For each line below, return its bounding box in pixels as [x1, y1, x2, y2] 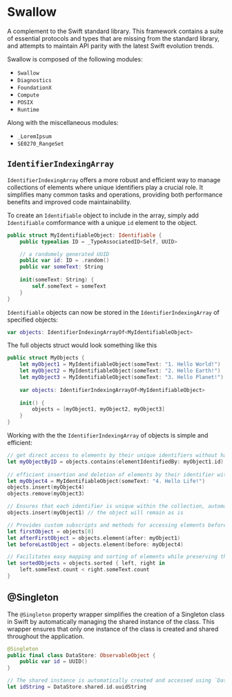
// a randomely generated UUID [19, 251, 110, 257]
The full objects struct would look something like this [7, 341, 157, 349]
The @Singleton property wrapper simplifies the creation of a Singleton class [7, 610, 225, 618]
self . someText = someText [32, 282, 107, 290]
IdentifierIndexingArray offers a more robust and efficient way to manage [7, 175, 221, 184]
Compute [17, 91, 39, 99]
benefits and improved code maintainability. [7, 197, 132, 206]
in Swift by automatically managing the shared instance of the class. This [7, 617, 215, 625]
